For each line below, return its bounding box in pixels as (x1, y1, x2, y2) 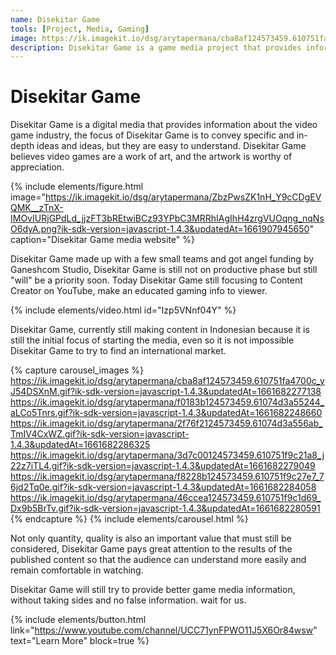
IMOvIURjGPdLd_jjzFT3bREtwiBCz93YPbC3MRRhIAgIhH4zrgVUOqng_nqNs (10, 212, 325, 225)
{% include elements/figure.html (10, 181, 144, 193)
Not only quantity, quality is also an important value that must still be (10, 532, 292, 545)
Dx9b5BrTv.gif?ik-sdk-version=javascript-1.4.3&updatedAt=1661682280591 (10, 502, 321, 515)
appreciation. (10, 161, 65, 173)
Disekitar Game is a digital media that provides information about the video (10, 119, 318, 131)
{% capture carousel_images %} (10, 364, 145, 376)
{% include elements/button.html (10, 614, 147, 626)
